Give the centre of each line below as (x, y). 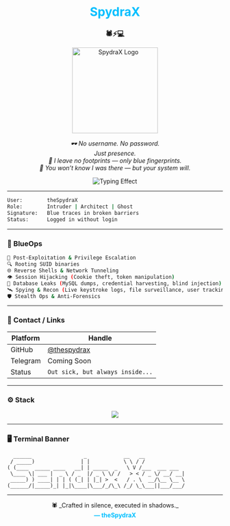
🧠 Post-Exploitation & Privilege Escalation (72, 258)
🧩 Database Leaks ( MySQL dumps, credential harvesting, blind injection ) (115, 283)
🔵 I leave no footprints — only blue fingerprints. (115, 161)
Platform (26, 338)
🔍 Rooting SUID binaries (43, 264)
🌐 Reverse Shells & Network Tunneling (63, 271)
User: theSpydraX (42, 201)
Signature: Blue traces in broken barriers (73, 214)
